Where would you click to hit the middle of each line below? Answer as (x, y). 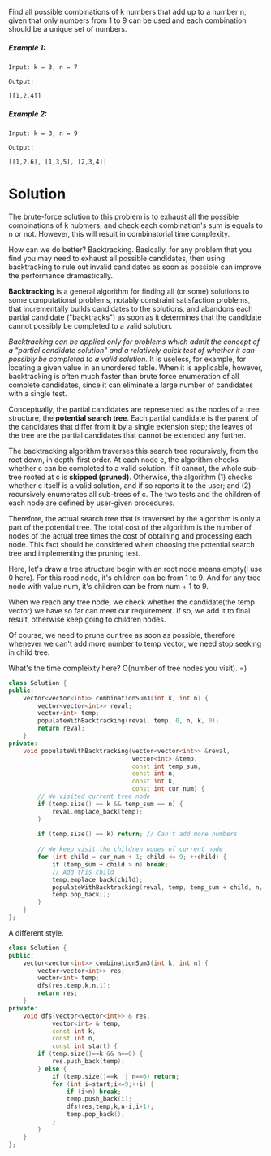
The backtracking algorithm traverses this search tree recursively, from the (133, 451)
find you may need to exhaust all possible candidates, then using (117, 258)
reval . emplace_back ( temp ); (97, 811)
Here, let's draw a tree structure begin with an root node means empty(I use (135, 569)
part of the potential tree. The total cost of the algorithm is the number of (130, 527)
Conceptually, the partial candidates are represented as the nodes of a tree (134, 409)
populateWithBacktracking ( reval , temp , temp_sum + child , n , (157, 887)
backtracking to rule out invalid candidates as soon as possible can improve (135, 267)
